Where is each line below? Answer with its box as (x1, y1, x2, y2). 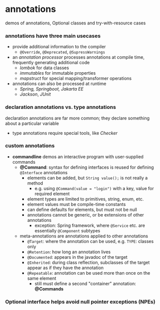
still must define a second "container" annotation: (34, 280, 136, 287)
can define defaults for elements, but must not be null (27, 207, 138, 212)
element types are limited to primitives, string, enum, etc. (27, 196, 144, 202)
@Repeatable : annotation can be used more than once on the (27, 270, 151, 276)
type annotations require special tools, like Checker (12, 130, 118, 136)
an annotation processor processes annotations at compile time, (12, 54, 145, 60)
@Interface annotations (19, 169, 68, 175)
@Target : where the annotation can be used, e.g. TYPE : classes (27, 238, 154, 244)
